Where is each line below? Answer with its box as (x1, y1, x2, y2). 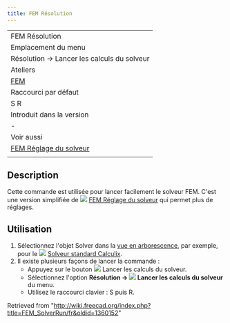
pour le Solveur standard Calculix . (17, 250, 123, 258)
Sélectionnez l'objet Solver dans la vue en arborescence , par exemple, (17, 242, 219, 250)
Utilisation (7, 223, 52, 235)
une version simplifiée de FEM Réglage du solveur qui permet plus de (7, 196, 213, 204)
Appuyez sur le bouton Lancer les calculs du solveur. (27, 265, 187, 273)
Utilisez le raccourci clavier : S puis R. (27, 288, 135, 297)
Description (7, 170, 59, 182)
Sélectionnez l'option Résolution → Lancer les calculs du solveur (27, 273, 223, 282)
